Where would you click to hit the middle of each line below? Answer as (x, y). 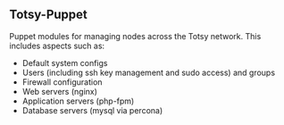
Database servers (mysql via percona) (92, 110)
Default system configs (65, 62)
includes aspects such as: (57, 46)
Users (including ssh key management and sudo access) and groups (148, 72)
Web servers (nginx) (60, 91)
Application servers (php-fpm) (78, 101)
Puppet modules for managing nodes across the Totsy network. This (135, 36)
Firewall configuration (62, 82)
